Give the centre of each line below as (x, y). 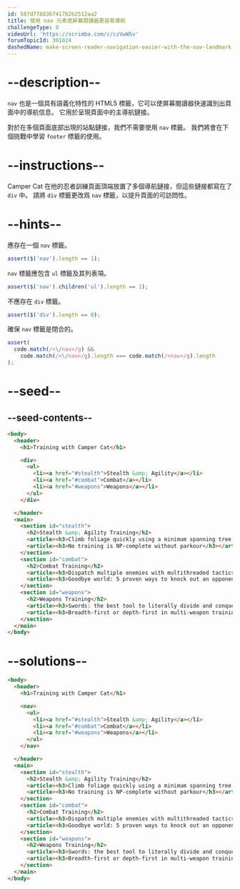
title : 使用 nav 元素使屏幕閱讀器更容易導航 (67, 21)
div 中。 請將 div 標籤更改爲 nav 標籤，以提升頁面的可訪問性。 (99, 195)
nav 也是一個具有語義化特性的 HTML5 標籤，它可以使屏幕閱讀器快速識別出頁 (120, 103)
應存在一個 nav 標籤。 (39, 245)
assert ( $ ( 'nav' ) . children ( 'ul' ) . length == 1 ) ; (78, 286)
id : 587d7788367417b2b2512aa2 (52, 14)
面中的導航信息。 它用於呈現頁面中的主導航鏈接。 (80, 112)
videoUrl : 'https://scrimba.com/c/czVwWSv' (73, 34)
